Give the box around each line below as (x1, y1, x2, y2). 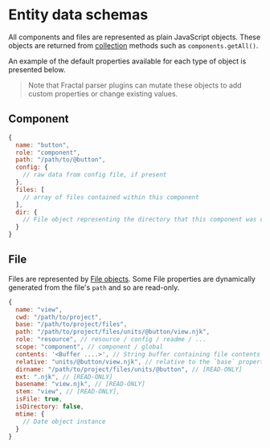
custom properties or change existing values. (27, 88, 178, 98)
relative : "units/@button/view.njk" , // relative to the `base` (15, 357, 235, 366)
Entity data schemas (8, 6, 149, 24)
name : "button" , (15, 141, 70, 149)
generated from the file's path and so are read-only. (8, 283, 180, 292)
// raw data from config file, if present (22, 171, 167, 179)
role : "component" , (15, 149, 81, 157)
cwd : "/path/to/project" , (15, 313, 103, 321)
